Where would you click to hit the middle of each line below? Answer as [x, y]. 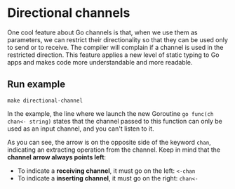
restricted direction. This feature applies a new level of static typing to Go [113, 55]
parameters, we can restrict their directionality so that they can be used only [117, 39]
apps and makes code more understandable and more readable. [100, 62]
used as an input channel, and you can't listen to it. [81, 129]
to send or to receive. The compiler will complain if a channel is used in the [115, 47]
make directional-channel [45, 100]
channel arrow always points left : [57, 157]
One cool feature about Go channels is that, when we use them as [102, 32]
